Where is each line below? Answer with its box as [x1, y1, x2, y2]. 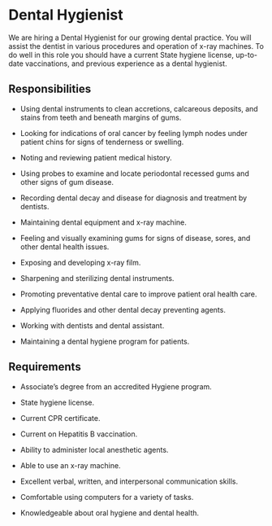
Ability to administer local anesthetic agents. [19, 445, 169, 454]
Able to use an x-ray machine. [19, 460, 121, 470]
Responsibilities [8, 82, 92, 96]
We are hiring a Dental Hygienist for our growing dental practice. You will [8, 33, 252, 42]
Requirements [8, 360, 81, 374]
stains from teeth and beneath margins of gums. [19, 112, 182, 122]
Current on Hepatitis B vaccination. [19, 429, 138, 439]
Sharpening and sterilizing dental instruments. [19, 273, 175, 283]
